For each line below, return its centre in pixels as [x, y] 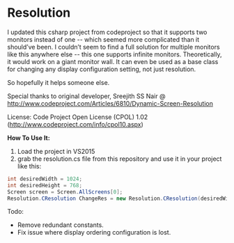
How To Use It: [29, 138]
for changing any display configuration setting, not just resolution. [102, 69]
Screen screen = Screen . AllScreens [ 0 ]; [65, 192]
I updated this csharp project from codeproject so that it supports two [107, 32]
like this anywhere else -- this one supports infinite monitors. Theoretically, [115, 54]
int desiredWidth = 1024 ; [45, 179]
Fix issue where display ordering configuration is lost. [94, 233]
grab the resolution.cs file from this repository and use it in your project [119, 159]
